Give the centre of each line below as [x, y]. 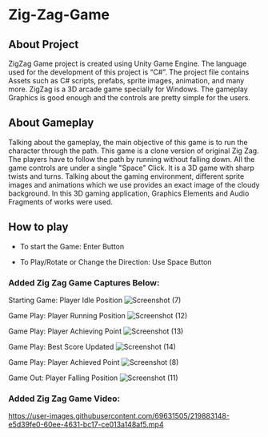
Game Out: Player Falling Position [63, 378]
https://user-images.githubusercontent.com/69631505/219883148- [119, 416]
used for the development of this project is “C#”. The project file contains [129, 72]
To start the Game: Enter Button [72, 246]
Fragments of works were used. [61, 201]
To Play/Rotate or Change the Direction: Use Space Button [116, 261]
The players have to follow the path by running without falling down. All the [132, 159]
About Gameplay [51, 123]
